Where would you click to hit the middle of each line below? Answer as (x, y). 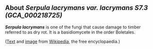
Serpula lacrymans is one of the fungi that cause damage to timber (73, 27)
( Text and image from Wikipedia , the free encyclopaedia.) (63, 41)
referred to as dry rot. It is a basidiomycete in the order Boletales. (70, 32)
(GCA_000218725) (34, 16)
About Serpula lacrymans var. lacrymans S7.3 (76, 8)
